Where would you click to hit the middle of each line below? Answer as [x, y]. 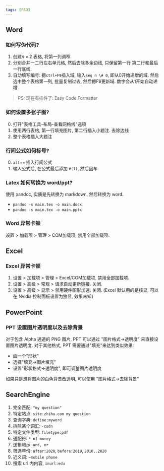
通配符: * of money [32, 438]
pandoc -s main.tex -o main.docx [47, 205]
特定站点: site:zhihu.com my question [52, 413]
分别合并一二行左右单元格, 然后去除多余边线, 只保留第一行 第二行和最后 [85, 63]
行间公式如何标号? [27, 150]
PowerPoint [24, 312]
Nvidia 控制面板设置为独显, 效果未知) [56, 296]
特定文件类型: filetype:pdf [40, 432]
